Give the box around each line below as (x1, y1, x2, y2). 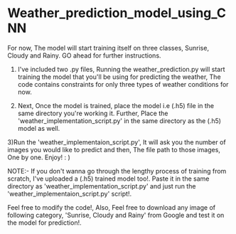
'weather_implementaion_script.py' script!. (7, 189, 132, 198)
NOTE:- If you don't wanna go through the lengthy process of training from (7, 166, 227, 175)
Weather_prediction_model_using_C (7, 5, 226, 21)
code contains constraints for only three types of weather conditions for (17, 80, 229, 88)
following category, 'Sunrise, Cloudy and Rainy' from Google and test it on (7, 211, 225, 219)
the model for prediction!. (7, 218, 82, 227)
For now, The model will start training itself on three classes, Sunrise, (7, 43, 210, 52)
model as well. (17, 124, 60, 132)
